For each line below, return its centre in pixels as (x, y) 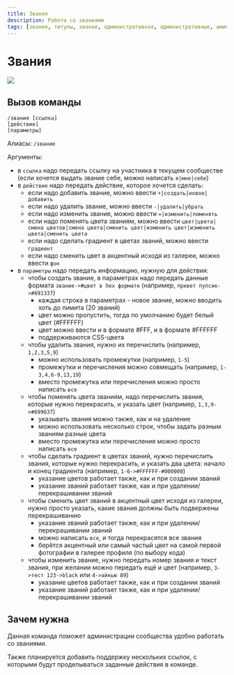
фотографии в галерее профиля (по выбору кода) (112, 553)
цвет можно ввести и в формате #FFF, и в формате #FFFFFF (128, 330)
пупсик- (210, 286)
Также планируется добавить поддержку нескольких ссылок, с (102, 657)
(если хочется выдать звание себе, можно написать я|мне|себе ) (113, 178)
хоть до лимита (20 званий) (79, 307)
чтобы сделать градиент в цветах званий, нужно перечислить (120, 456)
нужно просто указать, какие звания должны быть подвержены (123, 508)
